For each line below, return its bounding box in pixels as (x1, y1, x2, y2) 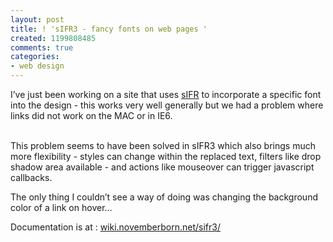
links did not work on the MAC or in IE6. (10, 110, 173, 121)
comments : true (10, 42, 74, 53)
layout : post (10, 14, 65, 25)
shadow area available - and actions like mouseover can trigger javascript (10, 161, 315, 173)
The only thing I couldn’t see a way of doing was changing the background (10, 191, 318, 203)
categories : (10, 52, 60, 62)
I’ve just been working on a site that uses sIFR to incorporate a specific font (10, 89, 322, 100)
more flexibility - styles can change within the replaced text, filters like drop (10, 151, 322, 162)
